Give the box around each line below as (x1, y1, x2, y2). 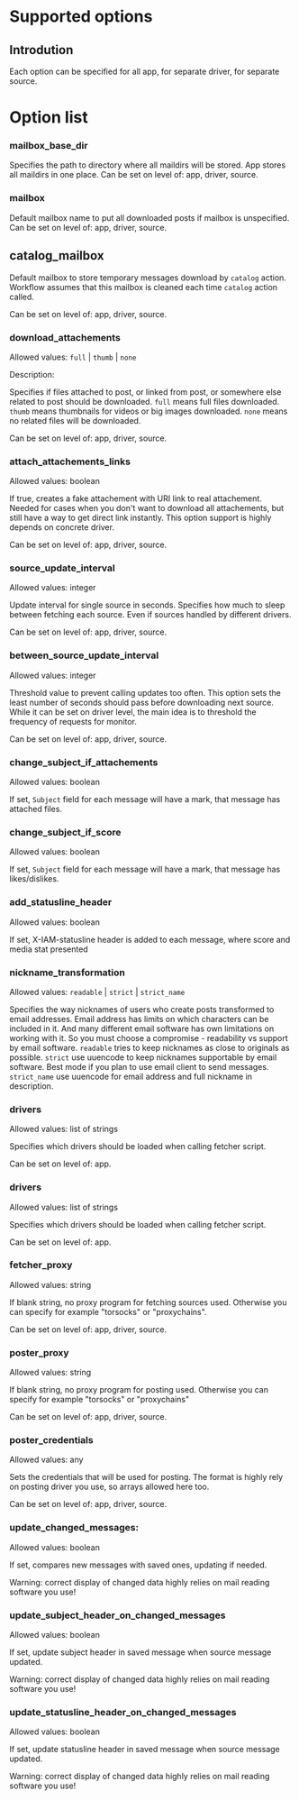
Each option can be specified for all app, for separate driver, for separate (9, 66, 280, 77)
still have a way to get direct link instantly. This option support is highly (9, 512, 272, 524)
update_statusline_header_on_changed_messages (9, 1705, 237, 1718)
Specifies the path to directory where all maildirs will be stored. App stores (9, 160, 286, 170)
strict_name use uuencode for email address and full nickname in (9, 1071, 253, 1082)
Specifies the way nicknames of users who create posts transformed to (9, 1003, 275, 1015)
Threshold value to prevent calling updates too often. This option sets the (9, 687, 281, 698)
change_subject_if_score (9, 827, 122, 838)
